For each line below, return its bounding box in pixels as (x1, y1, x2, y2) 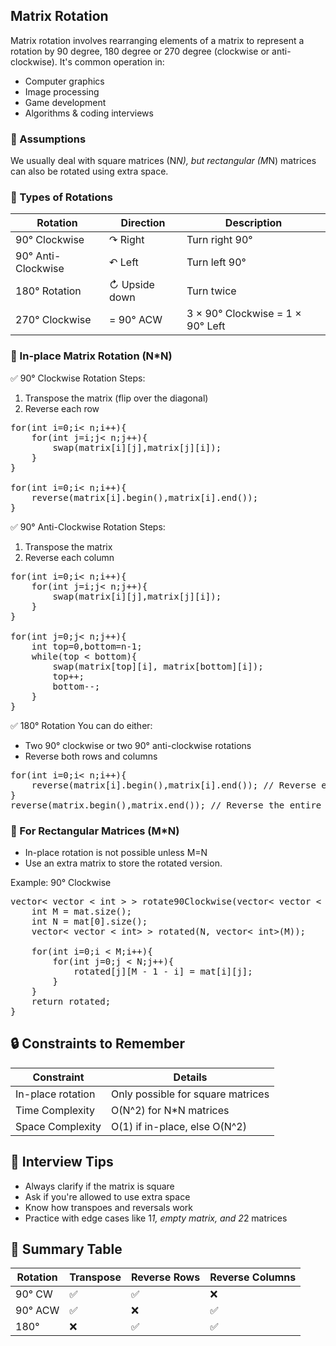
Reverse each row (24, 402, 100, 414)
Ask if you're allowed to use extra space (24, 1190, 191, 1203)
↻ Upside (109, 278, 155, 292)
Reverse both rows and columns (24, 750, 158, 762)
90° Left (186, 319, 226, 333)
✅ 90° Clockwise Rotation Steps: (10, 372, 146, 384)
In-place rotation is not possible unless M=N (24, 847, 208, 858)
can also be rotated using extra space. (10, 165, 169, 178)
